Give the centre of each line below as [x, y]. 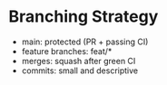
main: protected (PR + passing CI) [85, 42]
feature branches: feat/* [67, 51]
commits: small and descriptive [80, 71]
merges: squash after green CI [79, 61]
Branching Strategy [83, 17]
